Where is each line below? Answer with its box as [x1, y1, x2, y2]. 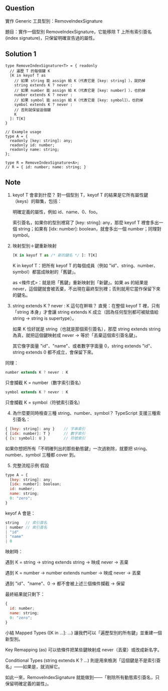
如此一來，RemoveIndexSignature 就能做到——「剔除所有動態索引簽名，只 [5, 674, 160, 680]
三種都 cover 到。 [42, 451, 78, 457]
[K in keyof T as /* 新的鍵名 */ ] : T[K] [12, 253, 98, 258]
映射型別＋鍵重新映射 [12, 243, 57, 249]
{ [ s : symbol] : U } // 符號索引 [5, 435, 86, 441]
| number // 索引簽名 [5, 525, 48, 530]
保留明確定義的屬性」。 [5, 680, 52, 686]
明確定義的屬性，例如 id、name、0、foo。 [12, 209, 100, 215]
